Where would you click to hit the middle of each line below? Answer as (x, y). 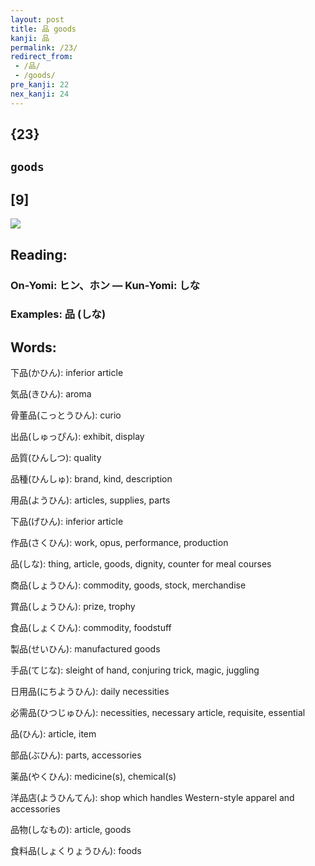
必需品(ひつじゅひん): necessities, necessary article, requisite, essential (158, 713)
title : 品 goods (43, 29)
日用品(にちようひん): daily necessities (90, 692)
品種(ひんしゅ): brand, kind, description (91, 479)
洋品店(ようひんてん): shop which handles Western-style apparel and (152, 798)
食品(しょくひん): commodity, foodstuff (91, 628)
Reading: (39, 254)
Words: (33, 347)
